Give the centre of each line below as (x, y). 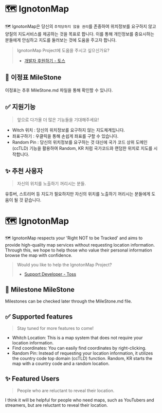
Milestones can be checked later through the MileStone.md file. (69, 301)
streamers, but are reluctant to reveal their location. (56, 405)
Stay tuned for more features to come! (55, 328)
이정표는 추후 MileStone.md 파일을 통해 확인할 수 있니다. (59, 90)
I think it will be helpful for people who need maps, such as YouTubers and (80, 400)
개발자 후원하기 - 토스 (45, 60)
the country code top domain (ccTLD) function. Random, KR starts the (82, 358)
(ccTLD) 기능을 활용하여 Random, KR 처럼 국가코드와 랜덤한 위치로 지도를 (82, 148)
